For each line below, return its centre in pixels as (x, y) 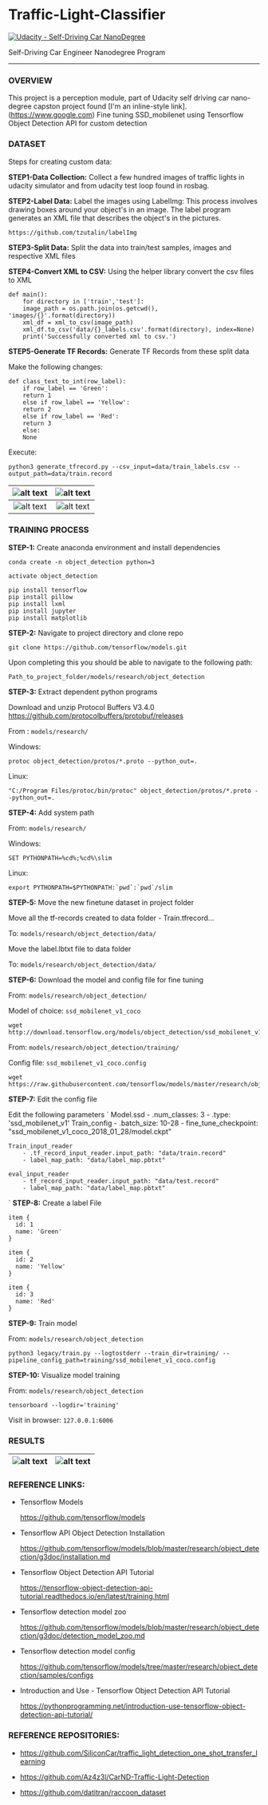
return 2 (37, 409)
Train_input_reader (41, 1146)
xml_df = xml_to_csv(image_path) (78, 322)
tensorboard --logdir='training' (64, 1405)
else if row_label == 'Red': (71, 416)
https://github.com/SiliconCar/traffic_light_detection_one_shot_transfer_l (138, 1753)
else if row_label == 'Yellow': (76, 402)
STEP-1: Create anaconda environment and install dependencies (114, 547)
